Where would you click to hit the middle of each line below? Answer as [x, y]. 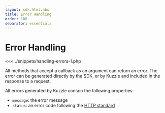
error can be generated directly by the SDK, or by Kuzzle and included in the [82, 76]
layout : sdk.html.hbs [27, 10]
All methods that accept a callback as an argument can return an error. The [81, 71]
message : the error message [40, 100]
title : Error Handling [28, 14]
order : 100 [16, 19]
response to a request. [28, 81]
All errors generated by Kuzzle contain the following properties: [69, 91]
